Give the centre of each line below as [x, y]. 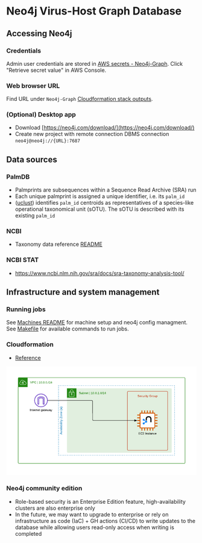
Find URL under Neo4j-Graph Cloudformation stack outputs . [80, 99]
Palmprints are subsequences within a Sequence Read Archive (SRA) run [106, 190]
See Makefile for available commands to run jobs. [68, 329]
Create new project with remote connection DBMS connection [92, 134]
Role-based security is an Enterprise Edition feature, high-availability [100, 501]
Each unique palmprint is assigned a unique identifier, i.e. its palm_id [100, 196]
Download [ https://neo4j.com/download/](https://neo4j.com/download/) [105, 127]
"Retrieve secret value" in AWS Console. [56, 70]
